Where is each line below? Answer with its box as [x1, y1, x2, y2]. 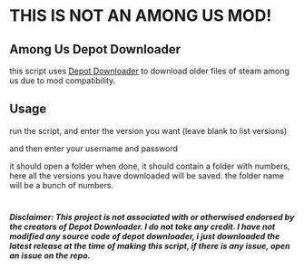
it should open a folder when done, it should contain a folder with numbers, [9, 160, 290, 171]
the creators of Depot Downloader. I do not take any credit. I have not [9, 221, 276, 232]
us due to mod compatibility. [9, 75, 116, 86]
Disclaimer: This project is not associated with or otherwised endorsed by [9, 212, 295, 222]
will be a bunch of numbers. [9, 179, 114, 190]
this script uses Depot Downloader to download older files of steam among [9, 65, 290, 76]
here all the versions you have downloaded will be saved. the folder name [9, 169, 284, 181]
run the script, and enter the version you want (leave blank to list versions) [9, 125, 288, 136]
